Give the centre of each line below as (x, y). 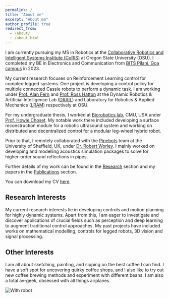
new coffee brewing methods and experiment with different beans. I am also (84, 275)
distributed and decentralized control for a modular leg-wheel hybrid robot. (83, 131)
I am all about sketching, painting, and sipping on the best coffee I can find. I (84, 264)
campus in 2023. (23, 68)
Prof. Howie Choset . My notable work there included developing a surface (82, 120)
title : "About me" (24, 15)
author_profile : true (28, 24)
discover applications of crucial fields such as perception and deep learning (84, 220)
